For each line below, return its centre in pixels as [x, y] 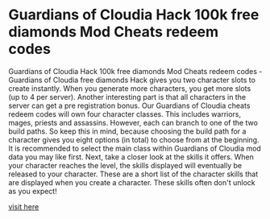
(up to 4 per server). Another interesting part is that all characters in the [127, 97]
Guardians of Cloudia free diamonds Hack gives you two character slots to [132, 80]
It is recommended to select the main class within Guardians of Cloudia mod [135, 148]
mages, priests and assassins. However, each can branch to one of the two [133, 122]
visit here [24, 206]
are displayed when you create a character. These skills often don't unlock [132, 182]
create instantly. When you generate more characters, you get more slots [130, 88]
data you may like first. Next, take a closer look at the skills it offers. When [131, 157]
